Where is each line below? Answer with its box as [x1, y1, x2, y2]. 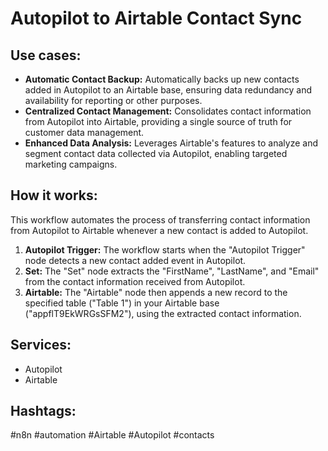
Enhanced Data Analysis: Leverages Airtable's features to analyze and [24, 137, 319, 149]
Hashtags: [10, 403, 77, 420]
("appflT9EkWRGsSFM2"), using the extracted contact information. [24, 307, 302, 319]
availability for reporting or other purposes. [24, 95, 203, 106]
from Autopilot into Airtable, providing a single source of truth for [24, 116, 293, 127]
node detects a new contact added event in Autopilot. [24, 254, 247, 266]
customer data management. [24, 127, 145, 138]
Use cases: [10, 47, 82, 64]
